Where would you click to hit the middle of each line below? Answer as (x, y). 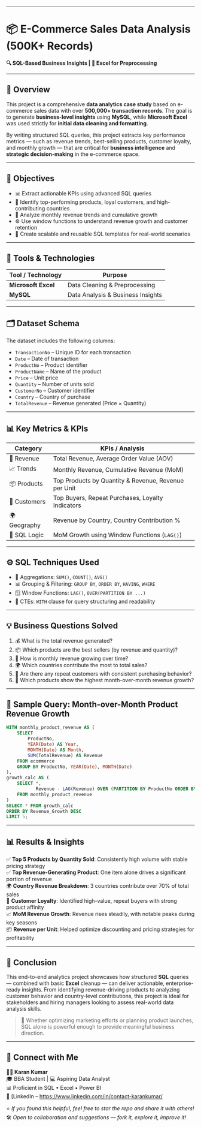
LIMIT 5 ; (17, 817)
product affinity (25, 907)
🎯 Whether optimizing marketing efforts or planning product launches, (107, 1020)
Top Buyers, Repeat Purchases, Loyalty (108, 498)
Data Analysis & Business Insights (115, 295)
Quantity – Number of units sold (54, 384)
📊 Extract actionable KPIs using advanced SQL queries (83, 193)
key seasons (22, 923)
